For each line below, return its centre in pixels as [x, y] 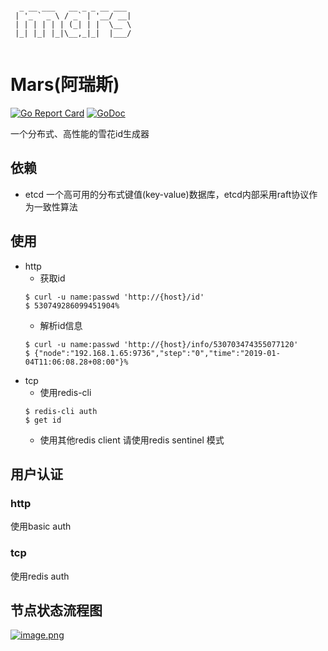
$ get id [43, 420]
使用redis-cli [65, 392]
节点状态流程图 [56, 610]
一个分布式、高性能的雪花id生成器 [80, 133]
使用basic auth [41, 526]
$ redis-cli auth [61, 411]
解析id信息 [61, 325]
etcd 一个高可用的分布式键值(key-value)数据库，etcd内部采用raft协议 [167, 194]
